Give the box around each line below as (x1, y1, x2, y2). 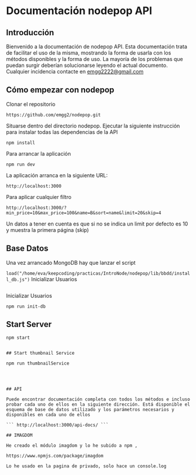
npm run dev (6, 161, 35, 167)
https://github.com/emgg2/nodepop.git (6, 112, 101, 118)
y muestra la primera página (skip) (6, 226, 89, 233)
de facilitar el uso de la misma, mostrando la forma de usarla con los (6, 49, 171, 56)
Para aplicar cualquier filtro (6, 193, 72, 200)
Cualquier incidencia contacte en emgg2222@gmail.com (6, 68, 144, 75)
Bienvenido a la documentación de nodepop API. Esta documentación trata (6, 43, 188, 50)
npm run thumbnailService (6, 361, 69, 366)
